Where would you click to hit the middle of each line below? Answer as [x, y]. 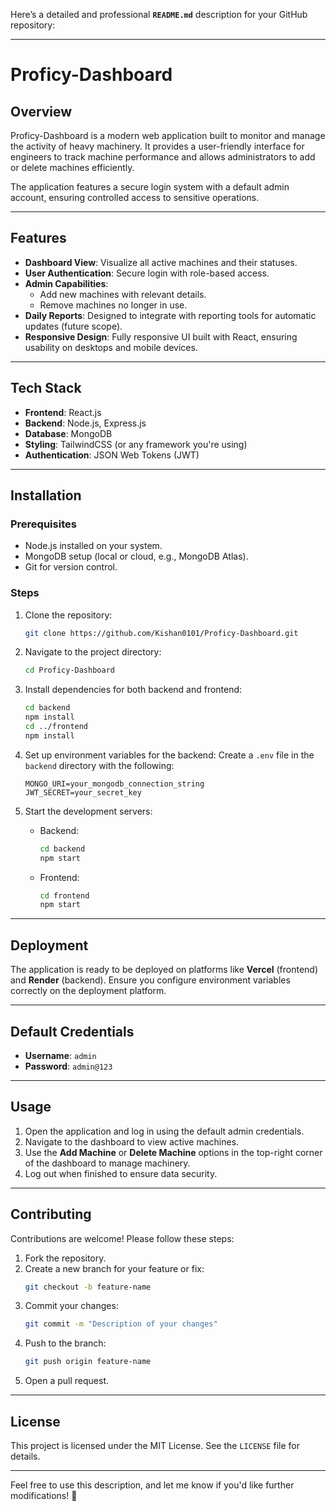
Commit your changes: [71, 1306]
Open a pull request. [67, 1381]
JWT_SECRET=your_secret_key [83, 792]
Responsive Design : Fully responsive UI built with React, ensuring [161, 336]
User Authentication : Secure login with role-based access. [147, 273]
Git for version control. [71, 567]
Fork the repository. [65, 1258]
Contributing [51, 1214]
